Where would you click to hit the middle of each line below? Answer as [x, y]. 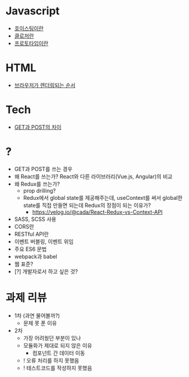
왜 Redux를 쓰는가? [37, 184]
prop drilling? [39, 190]
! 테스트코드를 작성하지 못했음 [57, 368]
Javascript [33, 11]
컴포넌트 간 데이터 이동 [59, 353]
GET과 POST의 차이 [38, 127]
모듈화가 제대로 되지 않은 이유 [57, 345]
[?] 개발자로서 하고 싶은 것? [46, 271]
